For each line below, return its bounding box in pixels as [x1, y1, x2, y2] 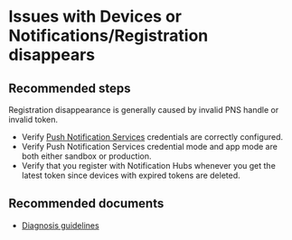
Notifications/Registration [8, 25, 209, 46]
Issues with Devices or [8, 6, 183, 27]
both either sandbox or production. [21, 151, 152, 162]
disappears [8, 45, 96, 65]
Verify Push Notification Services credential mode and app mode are [21, 142, 278, 152]
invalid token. [8, 115, 59, 125]
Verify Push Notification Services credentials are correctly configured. [21, 132, 284, 142]
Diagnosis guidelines [21, 219, 100, 231]
